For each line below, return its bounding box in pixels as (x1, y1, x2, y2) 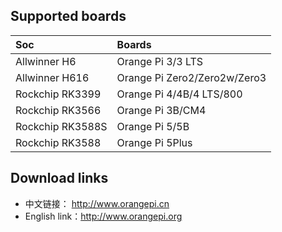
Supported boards (10, 8, 127, 25)
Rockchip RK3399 (15, 87, 102, 101)
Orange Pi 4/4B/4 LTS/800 (116, 87, 243, 101)
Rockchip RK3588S (15, 119, 108, 133)
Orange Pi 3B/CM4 (116, 103, 207, 117)
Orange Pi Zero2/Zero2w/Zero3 (116, 70, 267, 84)
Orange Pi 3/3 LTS (116, 54, 204, 68)
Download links (10, 170, 109, 187)
